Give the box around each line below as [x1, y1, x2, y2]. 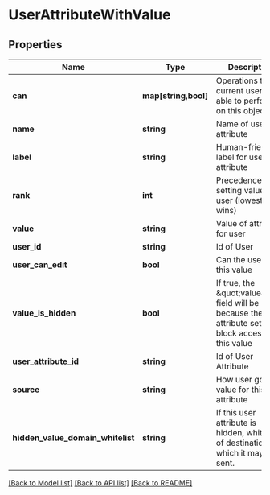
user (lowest [215, 195, 264, 206]
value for [215, 384, 250, 395]
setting [215, 185, 243, 196]
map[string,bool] [141, 90, 209, 101]
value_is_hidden [12, 307, 76, 319]
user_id [12, 241, 42, 252]
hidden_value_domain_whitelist [12, 432, 135, 443]
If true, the [215, 278, 256, 288]
